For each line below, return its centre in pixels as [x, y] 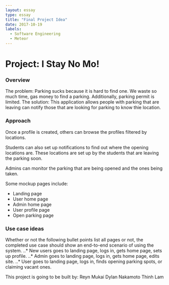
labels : [14, 29]
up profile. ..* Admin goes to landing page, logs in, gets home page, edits [82, 256]
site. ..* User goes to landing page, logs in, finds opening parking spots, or [84, 261]
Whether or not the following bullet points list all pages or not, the [74, 239]
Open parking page [33, 215]
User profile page [31, 210]
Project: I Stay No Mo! [52, 64]
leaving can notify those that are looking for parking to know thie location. [83, 108]
